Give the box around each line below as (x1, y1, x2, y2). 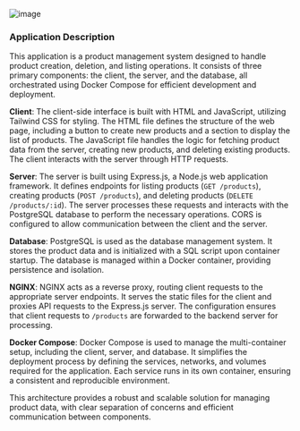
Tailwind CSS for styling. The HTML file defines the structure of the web (9, 116, 275, 127)
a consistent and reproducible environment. (9, 376, 170, 386)
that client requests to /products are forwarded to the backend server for (9, 310, 279, 321)
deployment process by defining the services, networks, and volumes (9, 356, 267, 367)
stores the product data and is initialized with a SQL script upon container (9, 246, 280, 257)
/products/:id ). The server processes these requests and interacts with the (9, 199, 289, 210)
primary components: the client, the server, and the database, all (9, 70, 248, 80)
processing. (9, 320, 54, 331)
